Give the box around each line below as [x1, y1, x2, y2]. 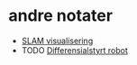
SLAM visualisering [21, 35, 94, 46]
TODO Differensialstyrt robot [21, 44, 128, 55]
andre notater [8, 5, 114, 26]
